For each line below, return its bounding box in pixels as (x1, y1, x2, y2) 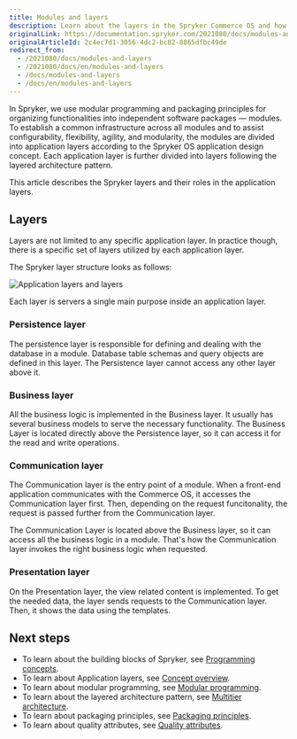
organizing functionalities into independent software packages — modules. (9, 113, 283, 123)
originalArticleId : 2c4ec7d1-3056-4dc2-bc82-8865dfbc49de (9, 37, 227, 47)
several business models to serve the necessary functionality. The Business (9, 418, 286, 430)
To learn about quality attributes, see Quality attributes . (21, 720, 224, 731)
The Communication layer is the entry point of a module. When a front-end (9, 479, 281, 490)
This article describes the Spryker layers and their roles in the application (9, 176, 276, 187)
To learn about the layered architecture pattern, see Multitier (21, 692, 242, 703)
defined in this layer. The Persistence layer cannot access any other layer (9, 357, 277, 368)
